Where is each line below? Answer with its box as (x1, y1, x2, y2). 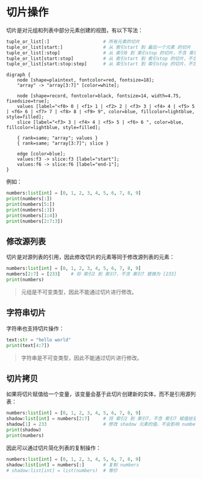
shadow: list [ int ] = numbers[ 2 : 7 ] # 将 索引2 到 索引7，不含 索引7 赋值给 (6, 416, 193, 422)
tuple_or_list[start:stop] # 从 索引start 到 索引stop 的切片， (6, 55, 189, 61)
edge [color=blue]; (17, 151, 66, 157)
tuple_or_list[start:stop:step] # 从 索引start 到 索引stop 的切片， (6, 61, 189, 67)
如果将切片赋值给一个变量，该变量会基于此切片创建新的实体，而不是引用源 (6, 390, 191, 398)
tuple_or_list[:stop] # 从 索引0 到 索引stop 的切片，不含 (6, 49, 187, 56)
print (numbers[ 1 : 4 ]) (6, 212, 58, 219)
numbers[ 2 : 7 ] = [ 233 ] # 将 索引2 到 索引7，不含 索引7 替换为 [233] (6, 271, 177, 277)
